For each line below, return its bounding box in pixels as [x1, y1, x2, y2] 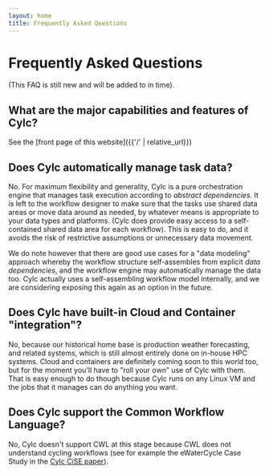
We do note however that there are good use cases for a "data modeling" [8, 249, 251, 258]
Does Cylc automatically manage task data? [8, 160, 233, 174]
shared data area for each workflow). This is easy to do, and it [43, 225, 249, 234]
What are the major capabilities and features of [8, 103, 249, 117]
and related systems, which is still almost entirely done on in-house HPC [8, 348, 247, 358]
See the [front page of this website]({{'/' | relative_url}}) [8, 137, 193, 147]
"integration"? [8, 318, 83, 332]
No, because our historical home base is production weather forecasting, [8, 339, 251, 349]
